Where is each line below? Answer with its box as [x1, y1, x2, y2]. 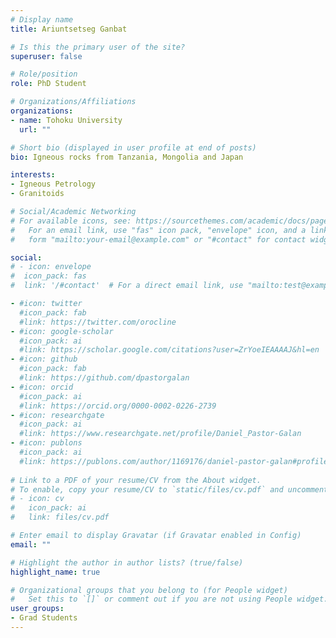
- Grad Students [10, 613, 78, 623]
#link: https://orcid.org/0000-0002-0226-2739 [19, 401, 217, 411]
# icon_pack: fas [10, 271, 87, 281]
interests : [10, 170, 56, 180]
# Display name [10, 14, 74, 25]
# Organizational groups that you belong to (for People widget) [10, 585, 288, 595]
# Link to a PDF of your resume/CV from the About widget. [10, 475, 262, 485]
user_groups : [10, 604, 65, 614]
